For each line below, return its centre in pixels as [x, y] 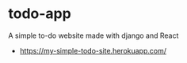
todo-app [40, 14]
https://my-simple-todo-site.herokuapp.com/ [93, 50]
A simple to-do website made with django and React [93, 35]
